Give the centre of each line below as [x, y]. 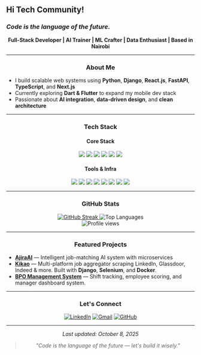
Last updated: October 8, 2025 [100, 334]
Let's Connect [100, 304]
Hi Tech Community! [45, 10]
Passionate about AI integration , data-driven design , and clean [94, 99]
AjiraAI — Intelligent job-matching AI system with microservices [94, 257]
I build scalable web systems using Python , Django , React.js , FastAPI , [102, 80]
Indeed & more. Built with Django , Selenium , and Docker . [86, 270]
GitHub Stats [100, 204]
